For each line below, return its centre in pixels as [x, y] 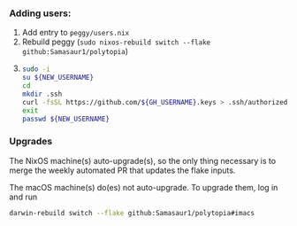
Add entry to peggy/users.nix [76, 33]
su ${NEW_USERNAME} [58, 78]
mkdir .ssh [42, 94]
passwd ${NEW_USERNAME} [66, 119]
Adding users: [40, 13]
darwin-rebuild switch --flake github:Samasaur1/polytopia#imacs [132, 213]
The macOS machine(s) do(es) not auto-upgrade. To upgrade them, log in [144, 187]
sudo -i [36, 69]
